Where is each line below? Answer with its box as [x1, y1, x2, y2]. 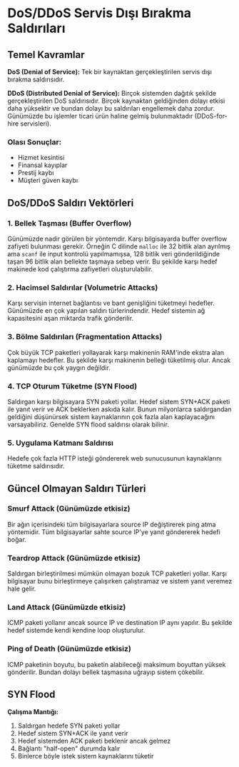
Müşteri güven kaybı [17, 176, 78, 185]
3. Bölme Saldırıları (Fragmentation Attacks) [7, 332, 163, 342]
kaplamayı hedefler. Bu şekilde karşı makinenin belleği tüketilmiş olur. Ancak [7, 356, 231, 364]
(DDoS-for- [194, 112, 228, 120]
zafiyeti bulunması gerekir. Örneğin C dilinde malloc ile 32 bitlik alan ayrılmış [7, 241, 230, 251]
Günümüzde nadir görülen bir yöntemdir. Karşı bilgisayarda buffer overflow [7, 234, 228, 243]
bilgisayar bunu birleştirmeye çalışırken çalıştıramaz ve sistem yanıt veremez [7, 577, 233, 586]
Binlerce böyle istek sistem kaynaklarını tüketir [17, 751, 154, 760]
